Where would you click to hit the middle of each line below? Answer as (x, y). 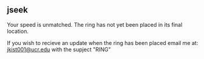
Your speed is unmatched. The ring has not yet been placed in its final (95, 24)
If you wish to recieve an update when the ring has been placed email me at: (103, 43)
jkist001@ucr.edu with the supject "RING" (59, 49)
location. (18, 31)
